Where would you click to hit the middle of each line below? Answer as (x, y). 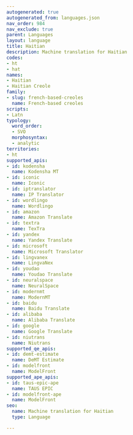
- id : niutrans (26, 337)
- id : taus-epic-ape (33, 383)
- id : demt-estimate (33, 354)
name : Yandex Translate (42, 240)
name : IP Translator (38, 194)
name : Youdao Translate (42, 275)
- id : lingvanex (27, 257)
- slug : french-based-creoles (45, 98)
